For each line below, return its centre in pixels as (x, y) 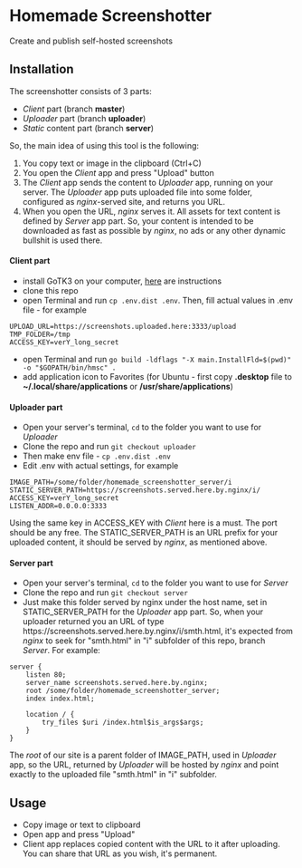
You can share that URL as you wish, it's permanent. (120, 854)
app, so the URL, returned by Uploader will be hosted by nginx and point (144, 765)
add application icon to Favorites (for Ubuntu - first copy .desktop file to (157, 376)
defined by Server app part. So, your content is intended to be (138, 221)
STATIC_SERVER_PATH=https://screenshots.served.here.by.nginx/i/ (135, 490)
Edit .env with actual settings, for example (100, 466)
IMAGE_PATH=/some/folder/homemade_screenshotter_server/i (121, 482)
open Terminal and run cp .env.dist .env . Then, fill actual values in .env (158, 300)
